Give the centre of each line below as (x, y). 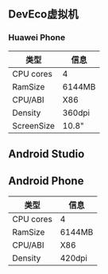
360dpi (76, 113)
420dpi (73, 258)
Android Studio (46, 154)
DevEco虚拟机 (43, 14)
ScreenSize (34, 125)
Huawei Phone (37, 38)
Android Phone (46, 181)
